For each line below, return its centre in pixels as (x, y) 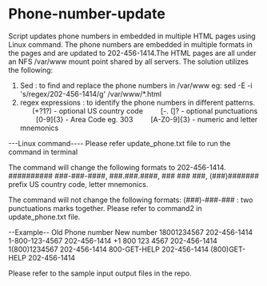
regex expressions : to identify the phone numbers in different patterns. (137, 102)
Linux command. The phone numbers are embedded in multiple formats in (131, 44)
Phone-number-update (87, 14)
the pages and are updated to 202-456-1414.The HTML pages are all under (132, 53)
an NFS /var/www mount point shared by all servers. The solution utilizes (129, 62)
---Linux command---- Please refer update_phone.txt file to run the (120, 143)
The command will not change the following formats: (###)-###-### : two (131, 200)
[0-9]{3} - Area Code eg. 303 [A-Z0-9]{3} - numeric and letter (147, 119)
